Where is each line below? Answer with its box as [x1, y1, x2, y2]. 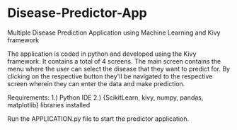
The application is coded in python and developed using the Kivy [7, 49, 197, 58]
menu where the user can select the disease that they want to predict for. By [7, 64, 231, 73]
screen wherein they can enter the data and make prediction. [7, 79, 185, 88]
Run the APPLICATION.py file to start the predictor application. [7, 114, 190, 123]
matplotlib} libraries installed [7, 100, 91, 109]
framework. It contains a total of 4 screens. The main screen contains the [7, 57, 221, 65]
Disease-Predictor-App [7, 5, 147, 21]
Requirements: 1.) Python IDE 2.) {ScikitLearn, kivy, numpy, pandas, [7, 93, 204, 102]
